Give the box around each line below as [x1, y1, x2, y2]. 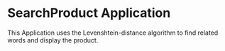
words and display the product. [7, 35, 99, 44]
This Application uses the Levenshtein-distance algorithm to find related [7, 28, 219, 37]
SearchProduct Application [7, 5, 171, 21]
